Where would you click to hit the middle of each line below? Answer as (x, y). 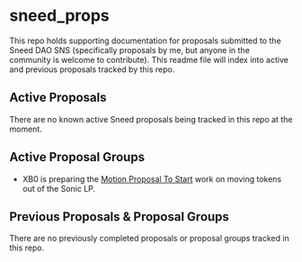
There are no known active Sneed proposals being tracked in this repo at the (151, 119)
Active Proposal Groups (77, 157)
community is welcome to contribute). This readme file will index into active (149, 59)
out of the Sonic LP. (59, 188)
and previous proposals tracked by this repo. (92, 69)
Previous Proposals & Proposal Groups (119, 217)
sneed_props (59, 16)
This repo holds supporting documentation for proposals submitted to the (145, 41)
